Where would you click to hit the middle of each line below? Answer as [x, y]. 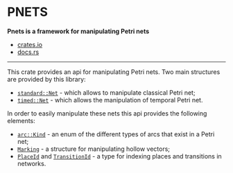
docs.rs [28, 52]
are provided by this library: [46, 79]
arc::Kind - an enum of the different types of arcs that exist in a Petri [116, 134]
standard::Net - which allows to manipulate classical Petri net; [106, 92]
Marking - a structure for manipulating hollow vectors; [94, 149]
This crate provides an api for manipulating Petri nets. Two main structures [114, 72]
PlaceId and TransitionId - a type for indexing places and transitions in [119, 156]
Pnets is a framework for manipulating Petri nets [78, 31]
